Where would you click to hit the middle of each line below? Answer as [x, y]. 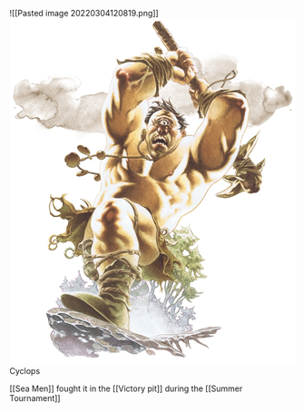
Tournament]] [35, 397]
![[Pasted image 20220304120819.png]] [84, 13]
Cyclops [25, 370]
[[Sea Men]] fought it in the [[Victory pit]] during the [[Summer [126, 388]
